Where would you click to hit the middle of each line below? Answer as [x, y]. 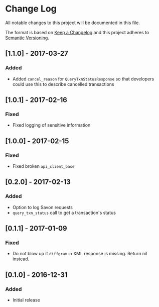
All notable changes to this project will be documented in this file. [73, 23]
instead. [21, 259]
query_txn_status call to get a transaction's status [64, 213]
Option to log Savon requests [43, 207]
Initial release [26, 300]
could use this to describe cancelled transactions [63, 84]
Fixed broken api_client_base [43, 166]
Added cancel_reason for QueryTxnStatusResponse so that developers [83, 79]
